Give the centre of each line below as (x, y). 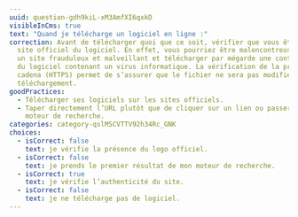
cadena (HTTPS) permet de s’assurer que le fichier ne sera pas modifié (154, 75)
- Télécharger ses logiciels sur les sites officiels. (121, 100)
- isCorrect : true (51, 174)
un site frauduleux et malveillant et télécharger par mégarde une (145, 58)
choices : (25, 133)
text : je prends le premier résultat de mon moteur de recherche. (150, 166)
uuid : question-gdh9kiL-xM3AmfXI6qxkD (81, 17)
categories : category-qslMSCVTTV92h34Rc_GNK (93, 125)
